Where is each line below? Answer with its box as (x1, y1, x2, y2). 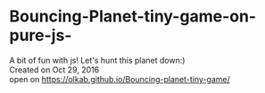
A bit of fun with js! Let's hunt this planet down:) (9, 55, 186, 65)
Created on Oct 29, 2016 (9, 64, 100, 75)
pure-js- (9, 25, 72, 46)
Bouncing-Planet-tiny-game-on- (9, 6, 257, 27)
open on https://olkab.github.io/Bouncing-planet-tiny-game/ (9, 73, 230, 84)
